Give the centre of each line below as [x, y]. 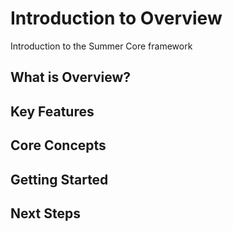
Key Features [52, 111]
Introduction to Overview [116, 18]
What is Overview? [71, 77]
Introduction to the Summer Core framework [101, 46]
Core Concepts [58, 145]
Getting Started [59, 179]
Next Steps [45, 213]
